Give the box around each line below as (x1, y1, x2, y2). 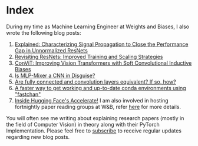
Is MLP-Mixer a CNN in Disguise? (14, 72, 95, 79)
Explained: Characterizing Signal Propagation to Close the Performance (14, 41, 189, 48)
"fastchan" (14, 91, 41, 98)
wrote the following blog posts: (6, 29, 81, 36)
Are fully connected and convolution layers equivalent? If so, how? (14, 78, 176, 85)
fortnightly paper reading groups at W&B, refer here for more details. (14, 103, 181, 110)
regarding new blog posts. (6, 133, 70, 140)
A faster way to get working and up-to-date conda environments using (14, 84, 187, 91)
